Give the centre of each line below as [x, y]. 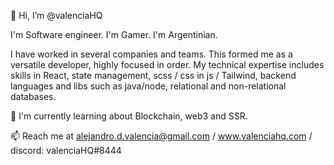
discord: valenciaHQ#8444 [66, 150]
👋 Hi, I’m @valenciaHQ [56, 15]
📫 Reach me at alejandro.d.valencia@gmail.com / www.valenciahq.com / [161, 136]
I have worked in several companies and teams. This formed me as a [151, 54]
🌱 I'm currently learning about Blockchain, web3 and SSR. [129, 116]
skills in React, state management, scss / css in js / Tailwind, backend [153, 75]
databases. [33, 96]
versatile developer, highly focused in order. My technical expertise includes [167, 64]
